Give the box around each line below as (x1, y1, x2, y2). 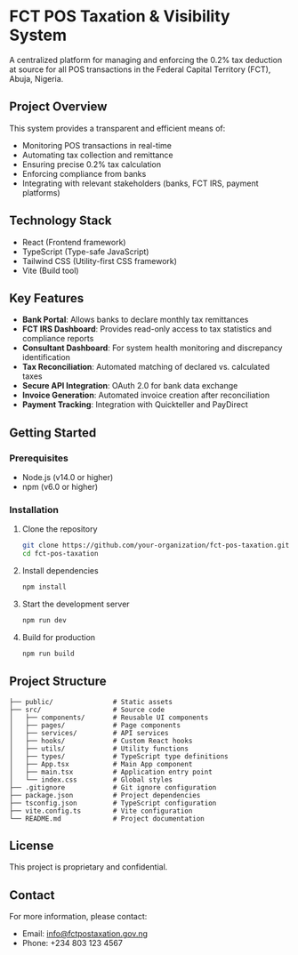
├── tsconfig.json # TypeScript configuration (9, 799, 217, 807)
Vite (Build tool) (21, 265, 79, 276)
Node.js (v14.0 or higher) (21, 472, 114, 483)
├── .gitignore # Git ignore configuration (9, 782, 217, 792)
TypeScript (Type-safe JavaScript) (21, 246, 149, 257)
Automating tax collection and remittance (21, 149, 173, 160)
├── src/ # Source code (9, 705, 165, 714)
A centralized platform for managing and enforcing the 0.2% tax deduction (9, 54, 283, 65)
